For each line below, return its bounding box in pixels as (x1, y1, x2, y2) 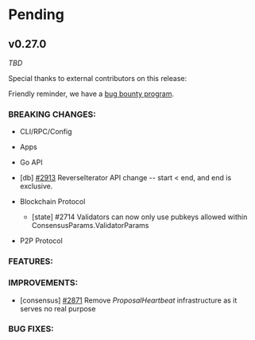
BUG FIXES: (8, 323, 54, 334)
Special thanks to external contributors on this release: (8, 74, 187, 83)
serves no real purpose (19, 303, 96, 313)
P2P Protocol (19, 236, 64, 245)
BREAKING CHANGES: (8, 109, 97, 120)
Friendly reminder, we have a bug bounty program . (8, 89, 175, 99)
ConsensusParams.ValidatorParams (31, 221, 149, 230)
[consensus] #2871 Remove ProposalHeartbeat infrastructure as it (19, 296, 238, 305)
